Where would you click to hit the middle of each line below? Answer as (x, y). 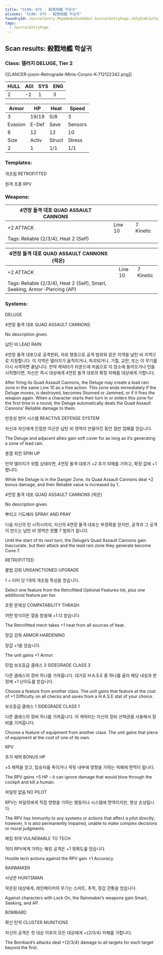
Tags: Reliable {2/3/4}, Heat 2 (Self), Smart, (57, 283)
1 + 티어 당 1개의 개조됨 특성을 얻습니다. (42, 580)
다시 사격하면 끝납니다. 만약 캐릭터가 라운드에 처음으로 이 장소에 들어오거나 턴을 (80, 366)
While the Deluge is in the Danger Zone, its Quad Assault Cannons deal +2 (79, 479)
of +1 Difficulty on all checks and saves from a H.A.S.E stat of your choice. (79, 696)
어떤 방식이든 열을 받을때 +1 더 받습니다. (43, 615)
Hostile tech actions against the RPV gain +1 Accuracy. (60, 858)
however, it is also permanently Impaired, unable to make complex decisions (81, 823)
